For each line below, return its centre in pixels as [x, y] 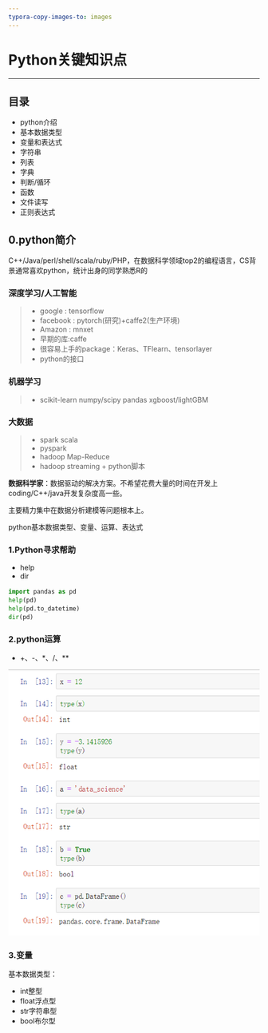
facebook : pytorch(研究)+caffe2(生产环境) [110, 320]
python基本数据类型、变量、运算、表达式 [76, 527]
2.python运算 [35, 639]
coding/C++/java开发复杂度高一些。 [67, 493]
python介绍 [38, 122]
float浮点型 [38, 1001]
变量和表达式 [41, 142]
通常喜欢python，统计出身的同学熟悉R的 [81, 271]
